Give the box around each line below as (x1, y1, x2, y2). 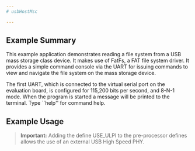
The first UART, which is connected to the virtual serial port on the (6, 81, 165, 88)
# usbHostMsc (6, 8, 38, 15)
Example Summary (6, 36, 76, 46)
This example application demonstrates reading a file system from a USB (6, 51, 182, 58)
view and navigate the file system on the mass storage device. (6, 70, 156, 77)
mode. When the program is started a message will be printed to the (6, 93, 170, 100)
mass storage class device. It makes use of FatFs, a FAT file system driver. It (6, 57, 190, 64)
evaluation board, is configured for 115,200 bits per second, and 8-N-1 (6, 87, 175, 94)
